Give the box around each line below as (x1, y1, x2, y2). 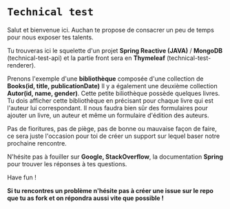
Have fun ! (7, 173, 36, 181)
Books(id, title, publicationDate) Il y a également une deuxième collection (7, 81, 218, 90)
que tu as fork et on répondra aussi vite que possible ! (7, 194, 164, 202)
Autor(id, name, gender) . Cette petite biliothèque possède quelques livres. (7, 89, 220, 97)
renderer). (7, 61, 36, 69)
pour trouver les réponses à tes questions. (7, 159, 127, 168)
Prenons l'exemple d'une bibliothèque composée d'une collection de (7, 74, 204, 83)
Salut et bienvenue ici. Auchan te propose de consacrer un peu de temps (7, 26, 215, 34)
